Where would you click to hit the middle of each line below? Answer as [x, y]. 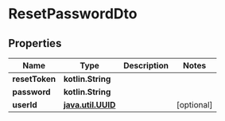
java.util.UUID [89, 105]
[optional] [194, 105]
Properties [35, 43]
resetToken [34, 79]
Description [146, 66]
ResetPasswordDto [73, 14]
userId [25, 105]
